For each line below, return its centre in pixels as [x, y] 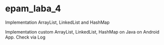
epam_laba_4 [33, 9]
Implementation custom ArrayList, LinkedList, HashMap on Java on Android [82, 32]
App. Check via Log [25, 37]
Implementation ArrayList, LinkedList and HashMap [57, 22]
